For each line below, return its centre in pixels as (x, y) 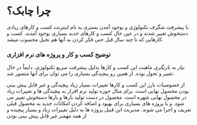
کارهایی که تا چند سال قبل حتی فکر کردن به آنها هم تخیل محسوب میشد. (85, 39)
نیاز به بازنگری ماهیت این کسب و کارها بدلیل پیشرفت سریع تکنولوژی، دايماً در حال (96, 67)
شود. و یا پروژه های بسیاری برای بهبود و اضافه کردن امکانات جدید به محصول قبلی (95, 103)
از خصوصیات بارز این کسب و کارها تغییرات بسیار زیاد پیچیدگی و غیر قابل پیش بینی (96, 85)
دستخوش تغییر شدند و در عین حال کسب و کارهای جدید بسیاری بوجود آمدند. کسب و (97, 33)
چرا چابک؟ (29, 11)
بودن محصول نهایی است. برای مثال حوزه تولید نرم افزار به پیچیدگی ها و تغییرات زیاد (98, 91)
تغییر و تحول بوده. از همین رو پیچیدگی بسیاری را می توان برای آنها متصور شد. (91, 74)
